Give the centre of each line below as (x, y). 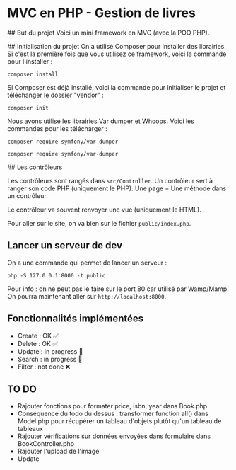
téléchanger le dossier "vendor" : (55, 95)
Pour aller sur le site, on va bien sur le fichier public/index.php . (99, 223)
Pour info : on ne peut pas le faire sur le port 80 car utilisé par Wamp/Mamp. (118, 289)
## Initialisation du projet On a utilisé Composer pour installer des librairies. (117, 46)
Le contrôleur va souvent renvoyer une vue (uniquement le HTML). (104, 210)
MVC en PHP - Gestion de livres (101, 13)
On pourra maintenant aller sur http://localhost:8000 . (87, 296)
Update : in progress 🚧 (50, 351)
